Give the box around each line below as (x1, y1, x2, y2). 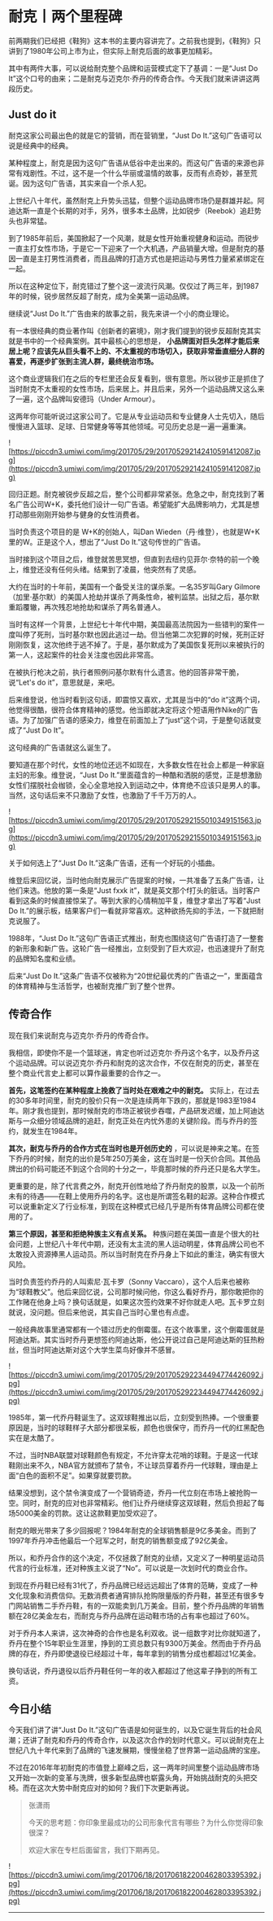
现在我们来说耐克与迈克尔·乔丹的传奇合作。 (8, 1031, 154, 1040)
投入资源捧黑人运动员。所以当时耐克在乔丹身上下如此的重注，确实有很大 (22, 1249, 265, 1258)
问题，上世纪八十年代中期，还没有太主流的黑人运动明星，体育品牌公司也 (15, 1239, 258, 1249)
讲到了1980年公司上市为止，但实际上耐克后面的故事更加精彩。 (8, 46, 217, 55)
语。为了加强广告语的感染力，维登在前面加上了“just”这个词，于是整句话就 (8, 715, 254, 724)
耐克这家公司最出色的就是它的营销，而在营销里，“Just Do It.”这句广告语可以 (8, 130, 262, 140)
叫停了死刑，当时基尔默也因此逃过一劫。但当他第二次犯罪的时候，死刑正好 (15, 629, 265, 639)
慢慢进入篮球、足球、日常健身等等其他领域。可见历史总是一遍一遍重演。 (8, 421, 250, 431)
